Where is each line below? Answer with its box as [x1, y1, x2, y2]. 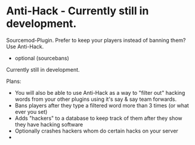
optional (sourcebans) [14, 54, 70, 61]
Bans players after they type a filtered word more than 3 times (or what [14, 101, 189, 109]
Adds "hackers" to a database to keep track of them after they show [14, 115, 183, 122]
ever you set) [14, 108, 48, 115]
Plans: [6, 78, 21, 85]
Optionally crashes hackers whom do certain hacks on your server [14, 127, 179, 134]
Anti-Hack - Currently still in [6, 4, 149, 18]
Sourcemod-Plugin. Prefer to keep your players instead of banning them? [6, 36, 186, 44]
